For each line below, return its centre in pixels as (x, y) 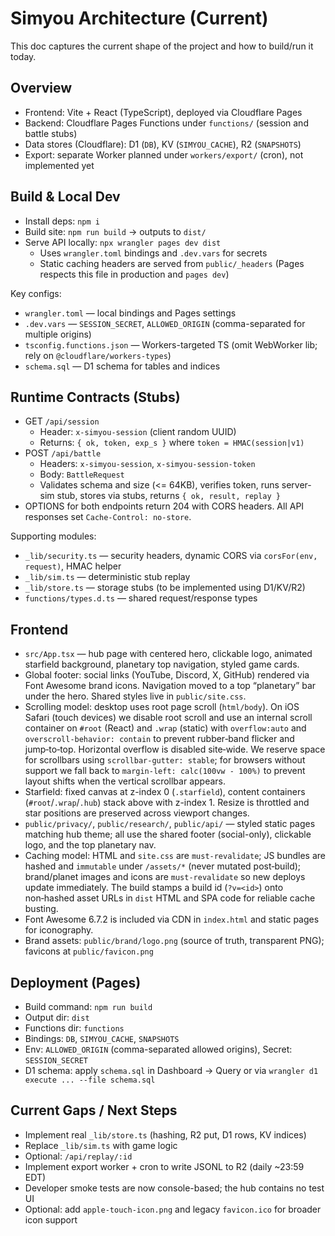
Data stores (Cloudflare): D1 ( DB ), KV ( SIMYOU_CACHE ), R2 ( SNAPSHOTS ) (163, 144)
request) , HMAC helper (73, 566)
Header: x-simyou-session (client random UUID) (138, 432)
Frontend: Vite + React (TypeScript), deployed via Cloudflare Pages (163, 112)
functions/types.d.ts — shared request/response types (141, 598)
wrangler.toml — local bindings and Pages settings (130, 313)
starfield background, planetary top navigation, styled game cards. (162, 664)
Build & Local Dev (65, 197)
